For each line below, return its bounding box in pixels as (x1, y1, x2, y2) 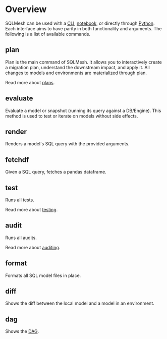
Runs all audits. (5, 235, 37, 241)
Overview (5, 4, 47, 15)
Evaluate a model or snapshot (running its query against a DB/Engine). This (5, 107, 161, 114)
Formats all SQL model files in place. (5, 272, 81, 278)
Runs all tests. (5, 197, 34, 203)
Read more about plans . (5, 79, 55, 85)
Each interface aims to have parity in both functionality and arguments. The (5, 25, 162, 31)
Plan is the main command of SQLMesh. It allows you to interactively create (5, 59, 162, 65)
